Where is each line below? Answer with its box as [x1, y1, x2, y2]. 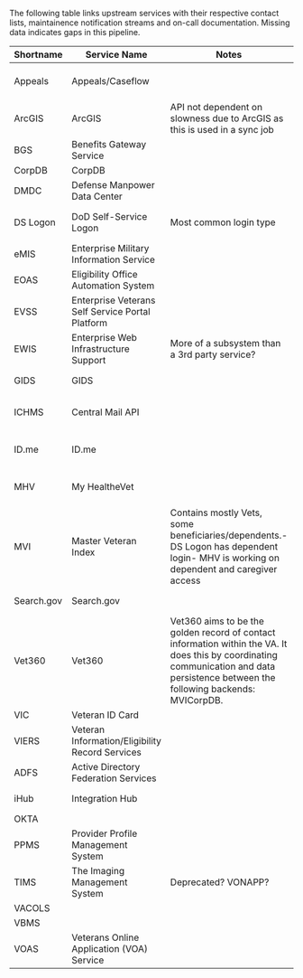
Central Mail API [71, 406, 140, 418]
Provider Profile [71, 827, 138, 840]
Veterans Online [71, 931, 140, 944]
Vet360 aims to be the [170, 615, 264, 627]
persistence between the [170, 672, 276, 683]
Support [71, 354, 106, 366]
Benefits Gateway [71, 138, 147, 150]
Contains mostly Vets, [170, 506, 263, 519]
